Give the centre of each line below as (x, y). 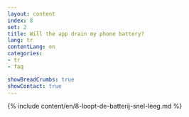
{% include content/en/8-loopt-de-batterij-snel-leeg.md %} (95, 106)
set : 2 (17, 27)
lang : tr (20, 40)
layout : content (31, 14)
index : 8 (20, 21)
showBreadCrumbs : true (41, 79)
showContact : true (34, 86)
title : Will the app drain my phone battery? (76, 34)
